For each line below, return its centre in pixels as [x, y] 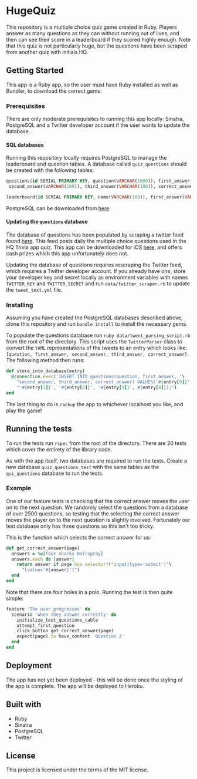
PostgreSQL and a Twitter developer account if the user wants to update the [98, 125]
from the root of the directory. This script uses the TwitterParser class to [94, 342]
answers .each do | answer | [43, 559]
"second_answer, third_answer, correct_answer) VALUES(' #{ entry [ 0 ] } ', [105, 382]
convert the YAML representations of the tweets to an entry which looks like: [97, 348]
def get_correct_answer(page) [43, 548]
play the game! [24, 410]
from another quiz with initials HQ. [47, 52]
